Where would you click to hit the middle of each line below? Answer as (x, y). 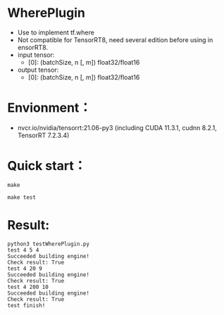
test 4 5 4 (23, 250)
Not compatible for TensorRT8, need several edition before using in (115, 39)
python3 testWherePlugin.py (49, 244)
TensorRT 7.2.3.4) (43, 135)
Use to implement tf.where (56, 32)
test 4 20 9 (25, 269)
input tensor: (36, 55)
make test (22, 197)
